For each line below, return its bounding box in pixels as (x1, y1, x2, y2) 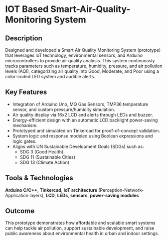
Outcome (5, 207, 35, 215)
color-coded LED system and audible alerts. (5, 74, 96, 79)
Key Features (5, 88, 47, 97)
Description (5, 34, 42, 42)
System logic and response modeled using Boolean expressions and (12, 133, 153, 139)
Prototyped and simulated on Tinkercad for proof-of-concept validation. (12, 127, 161, 133)
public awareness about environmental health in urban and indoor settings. (5, 231, 160, 237)
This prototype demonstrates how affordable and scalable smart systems (5, 220, 156, 226)
